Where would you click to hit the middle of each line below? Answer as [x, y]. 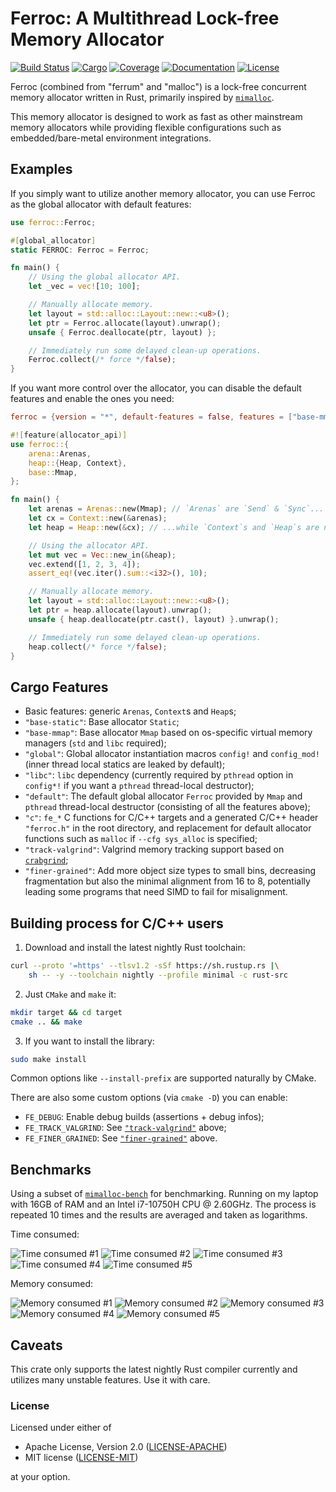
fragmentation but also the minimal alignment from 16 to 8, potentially [167, 881]
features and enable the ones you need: [92, 399]
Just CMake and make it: [70, 994]
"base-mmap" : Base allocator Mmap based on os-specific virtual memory [168, 733]
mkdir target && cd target [66, 1012]
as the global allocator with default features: [101, 204]
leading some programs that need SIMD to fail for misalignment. [156, 892]
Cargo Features [59, 687]
